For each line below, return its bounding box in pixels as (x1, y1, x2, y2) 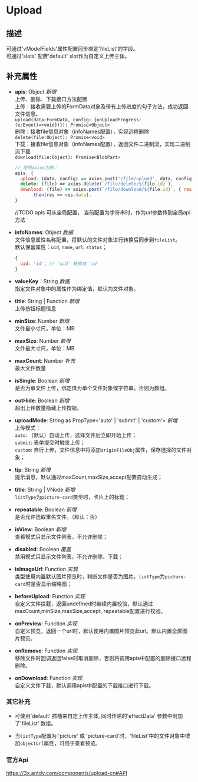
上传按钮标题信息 (14, 304, 57, 312)
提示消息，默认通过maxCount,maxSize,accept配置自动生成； (14, 473, 163, 481)
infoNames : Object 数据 (14, 228, 74, 236)
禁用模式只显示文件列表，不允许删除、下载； (14, 553, 124, 560)
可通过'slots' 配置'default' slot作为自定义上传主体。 (6, 52, 130, 59)
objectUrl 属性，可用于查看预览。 (19, 740, 101, 747)
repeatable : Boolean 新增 (14, 506, 77, 513)
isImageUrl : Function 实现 (14, 565, 78, 572)
